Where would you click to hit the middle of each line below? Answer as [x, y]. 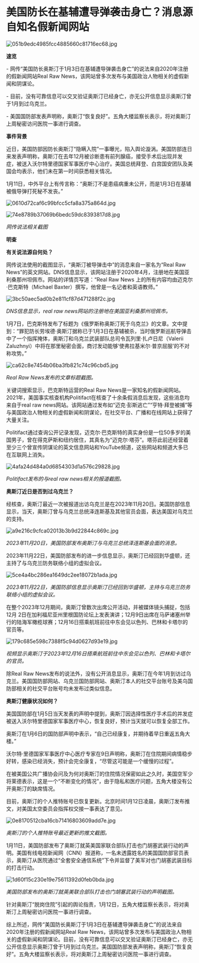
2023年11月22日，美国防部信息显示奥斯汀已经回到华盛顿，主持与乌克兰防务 [98, 587]
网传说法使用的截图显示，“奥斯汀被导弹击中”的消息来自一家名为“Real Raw [96, 264]
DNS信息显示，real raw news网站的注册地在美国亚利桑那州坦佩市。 [89, 311]
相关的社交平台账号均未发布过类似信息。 [66, 688]
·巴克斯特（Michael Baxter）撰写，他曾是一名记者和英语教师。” [82, 287]
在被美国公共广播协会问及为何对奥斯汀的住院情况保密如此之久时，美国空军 [97, 774]
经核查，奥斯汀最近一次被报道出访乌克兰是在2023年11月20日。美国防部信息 [98, 504]
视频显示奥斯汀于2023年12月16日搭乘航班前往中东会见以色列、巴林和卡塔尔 [98, 653]
